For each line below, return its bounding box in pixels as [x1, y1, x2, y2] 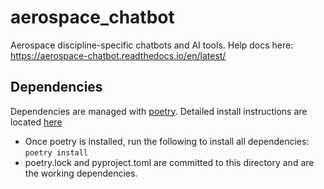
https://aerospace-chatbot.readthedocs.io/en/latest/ [10, 49, 227, 61]
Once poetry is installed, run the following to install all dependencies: [24, 135, 310, 147]
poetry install [24, 147, 89, 158]
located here [10, 116, 63, 128]
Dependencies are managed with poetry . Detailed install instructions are [10, 105, 308, 117]
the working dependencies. [24, 167, 138, 179]
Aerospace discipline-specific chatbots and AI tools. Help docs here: [10, 39, 294, 51]
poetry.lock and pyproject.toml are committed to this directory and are [24, 156, 315, 168]
